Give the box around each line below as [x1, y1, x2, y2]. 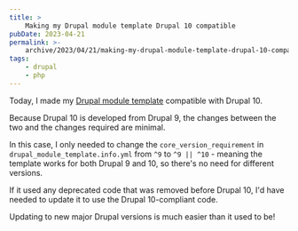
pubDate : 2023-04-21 [9, 29, 86, 38]
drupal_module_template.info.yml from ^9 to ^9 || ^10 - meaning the [9, 148, 263, 159]
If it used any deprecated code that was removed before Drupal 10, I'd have [9, 184, 285, 195]
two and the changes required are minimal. [9, 122, 166, 132]
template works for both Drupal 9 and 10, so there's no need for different [9, 157, 275, 169]
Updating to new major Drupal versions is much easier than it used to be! [9, 211, 276, 222]
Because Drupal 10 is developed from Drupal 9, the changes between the [9, 112, 277, 123]
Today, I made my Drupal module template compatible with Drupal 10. [9, 95, 263, 106]
